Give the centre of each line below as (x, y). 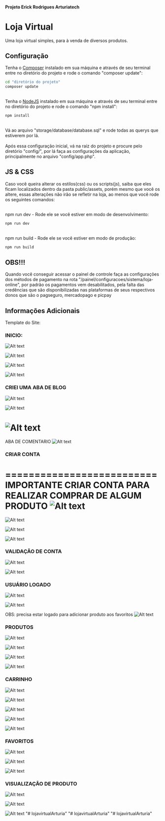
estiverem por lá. (22, 135)
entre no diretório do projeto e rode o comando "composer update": (74, 73)
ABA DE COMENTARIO (28, 441)
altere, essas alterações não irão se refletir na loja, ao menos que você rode (82, 194)
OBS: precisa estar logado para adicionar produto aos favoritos (69, 614)
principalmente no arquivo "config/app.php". (50, 156)
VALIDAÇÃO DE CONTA (33, 551)
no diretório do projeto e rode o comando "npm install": (61, 107)
